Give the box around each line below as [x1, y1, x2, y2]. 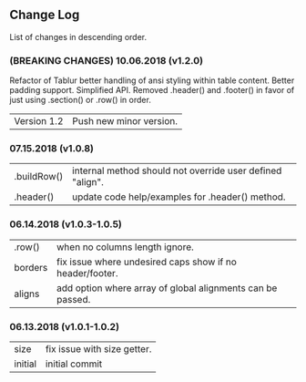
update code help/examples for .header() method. [72, 191, 286, 203]
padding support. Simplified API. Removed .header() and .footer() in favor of [9, 85, 295, 96]
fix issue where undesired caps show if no [56, 255, 237, 268]
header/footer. [56, 266, 118, 279]
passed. [56, 293, 91, 305]
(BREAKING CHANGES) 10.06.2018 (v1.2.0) [9, 54, 203, 67]
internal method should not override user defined [72, 164, 282, 177]
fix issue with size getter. [45, 343, 152, 355]
